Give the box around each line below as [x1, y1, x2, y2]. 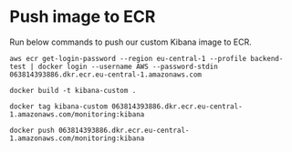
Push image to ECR [9, 6, 156, 27]
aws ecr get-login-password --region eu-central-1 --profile [9, 54, 247, 63]
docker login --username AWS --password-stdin [37, 62, 219, 71]
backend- [250, 54, 284, 63]
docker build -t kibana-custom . [9, 86, 137, 95]
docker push [9, 126, 55, 135]
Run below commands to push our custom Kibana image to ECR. [9, 36, 253, 47]
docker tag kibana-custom [9, 102, 108, 111]
